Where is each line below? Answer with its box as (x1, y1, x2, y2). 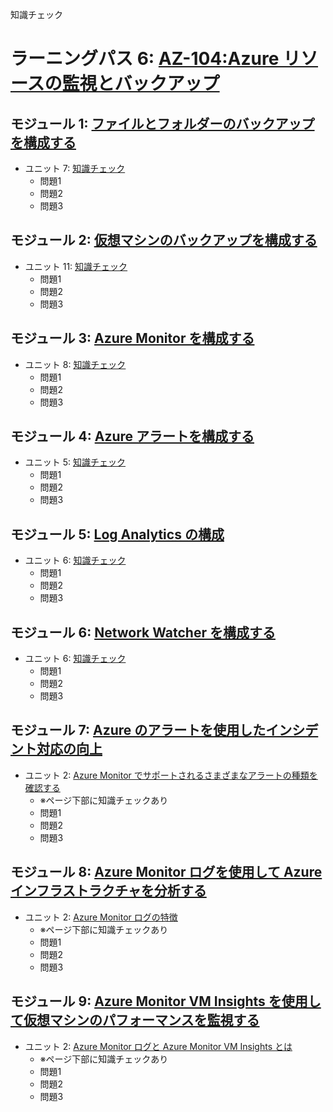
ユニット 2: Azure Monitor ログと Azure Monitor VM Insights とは (24, 1040, 293, 1052)
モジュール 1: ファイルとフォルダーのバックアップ (10, 115, 315, 132)
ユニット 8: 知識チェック (24, 358, 127, 370)
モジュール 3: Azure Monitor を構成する (10, 330, 255, 347)
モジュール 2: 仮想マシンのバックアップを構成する (10, 232, 318, 249)
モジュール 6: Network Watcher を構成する (10, 624, 276, 641)
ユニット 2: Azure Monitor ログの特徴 (24, 911, 178, 923)
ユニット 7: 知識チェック (24, 163, 126, 174)
